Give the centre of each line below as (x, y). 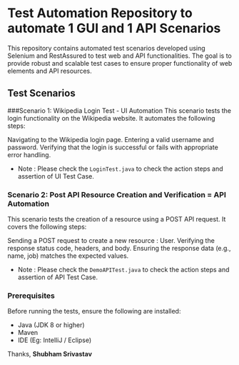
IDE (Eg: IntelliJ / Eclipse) (55, 340)
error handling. (29, 154)
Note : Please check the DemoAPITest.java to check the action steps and (123, 270)
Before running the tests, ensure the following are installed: (94, 311)
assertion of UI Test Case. (56, 176)
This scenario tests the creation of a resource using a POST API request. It (117, 219)
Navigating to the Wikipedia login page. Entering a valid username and (111, 139)
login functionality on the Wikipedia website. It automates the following (111, 118)
